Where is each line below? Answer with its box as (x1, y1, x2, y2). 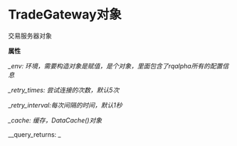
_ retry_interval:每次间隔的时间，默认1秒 (8, 100, 123, 109)
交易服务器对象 (8, 31, 52, 40)
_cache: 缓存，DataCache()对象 (8, 115, 102, 125)
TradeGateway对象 (8, 6, 122, 23)
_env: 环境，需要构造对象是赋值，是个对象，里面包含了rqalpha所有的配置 (8, 61, 223, 70)
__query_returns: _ (8, 130, 61, 139)
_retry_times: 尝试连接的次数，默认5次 (8, 85, 120, 94)
